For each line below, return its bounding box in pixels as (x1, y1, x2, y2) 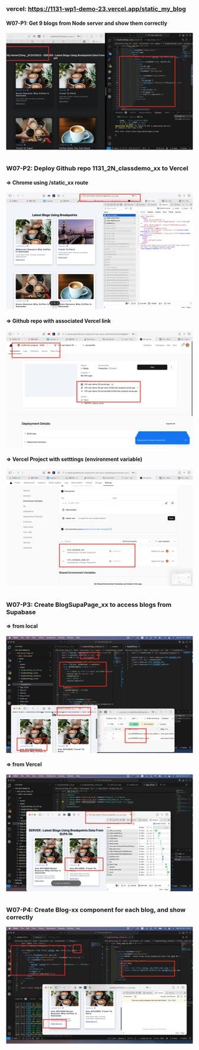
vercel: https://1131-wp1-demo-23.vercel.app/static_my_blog (6, 5, 187, 13)
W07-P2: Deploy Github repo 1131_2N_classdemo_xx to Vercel (6, 164, 188, 173)
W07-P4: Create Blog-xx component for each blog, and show (6, 905, 186, 914)
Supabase (6, 607, 36, 616)
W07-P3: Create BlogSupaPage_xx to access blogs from (6, 600, 172, 609)
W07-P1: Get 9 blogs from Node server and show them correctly (6, 20, 168, 27)
